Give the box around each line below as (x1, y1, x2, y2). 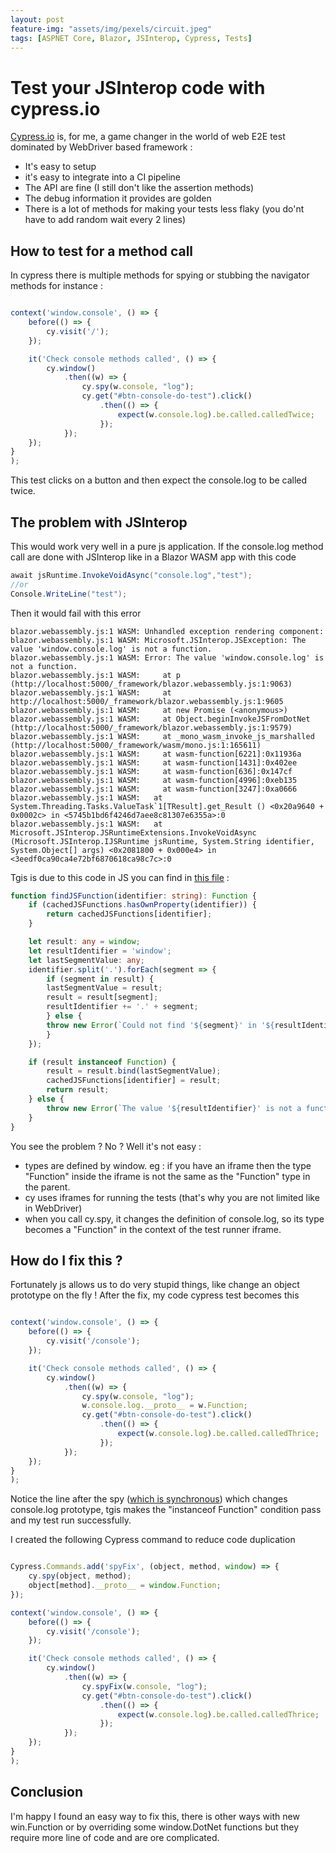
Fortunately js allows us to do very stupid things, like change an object (10, 1279, 300, 1291)
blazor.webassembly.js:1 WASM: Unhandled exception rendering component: (10, 626, 325, 636)
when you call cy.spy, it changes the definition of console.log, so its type (24, 1212, 325, 1225)
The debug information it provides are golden (24, 192, 212, 205)
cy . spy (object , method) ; (28, 1571, 132, 1581)
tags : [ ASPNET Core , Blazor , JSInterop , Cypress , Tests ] (10, 33, 253, 43)
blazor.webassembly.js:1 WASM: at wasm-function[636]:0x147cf (10, 766, 293, 776)
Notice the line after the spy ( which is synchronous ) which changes (10, 1493, 288, 1505)
